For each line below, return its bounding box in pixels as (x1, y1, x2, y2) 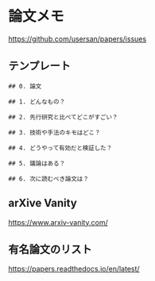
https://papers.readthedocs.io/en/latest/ (8, 264, 141, 274)
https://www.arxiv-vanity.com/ (8, 217, 109, 227)
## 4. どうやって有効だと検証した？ (8, 144, 113, 152)
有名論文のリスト (8, 242, 92, 256)
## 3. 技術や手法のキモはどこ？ (8, 128, 101, 136)
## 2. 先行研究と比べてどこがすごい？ (8, 113, 118, 121)
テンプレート (8, 59, 72, 72)
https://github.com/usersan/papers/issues (8, 33, 147, 44)
